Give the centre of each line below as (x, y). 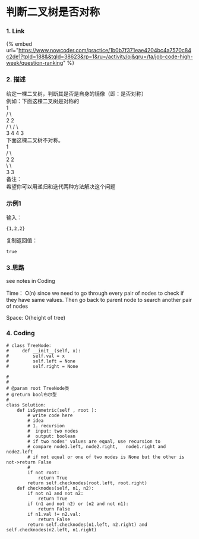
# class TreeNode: (29, 345)
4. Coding (20, 333)
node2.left (20, 452)
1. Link (15, 31)
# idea (36, 420)
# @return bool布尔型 (31, 395)
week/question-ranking (35, 63)
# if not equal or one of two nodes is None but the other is (106, 457)
